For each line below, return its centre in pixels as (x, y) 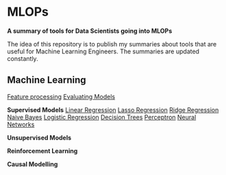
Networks (21, 124)
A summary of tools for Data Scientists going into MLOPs (90, 31)
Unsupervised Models (39, 137)
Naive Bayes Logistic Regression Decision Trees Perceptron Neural (102, 117)
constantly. (23, 58)
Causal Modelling (33, 164)
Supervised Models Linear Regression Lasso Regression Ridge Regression (113, 109)
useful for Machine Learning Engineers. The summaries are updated (103, 51)
